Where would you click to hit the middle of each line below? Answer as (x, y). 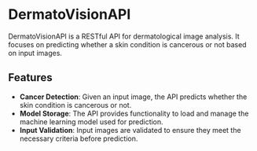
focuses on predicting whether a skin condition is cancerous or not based (127, 44)
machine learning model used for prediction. (91, 122)
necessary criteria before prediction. (79, 138)
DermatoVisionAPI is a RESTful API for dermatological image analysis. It (124, 36)
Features (30, 77)
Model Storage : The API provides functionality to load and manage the (134, 113)
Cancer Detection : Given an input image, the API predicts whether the (133, 97)
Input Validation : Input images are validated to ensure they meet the (130, 130)
